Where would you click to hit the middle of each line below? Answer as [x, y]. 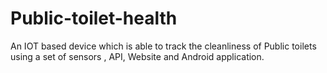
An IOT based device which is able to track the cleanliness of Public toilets [163, 46]
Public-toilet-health [94, 18]
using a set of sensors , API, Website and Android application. [137, 56]
